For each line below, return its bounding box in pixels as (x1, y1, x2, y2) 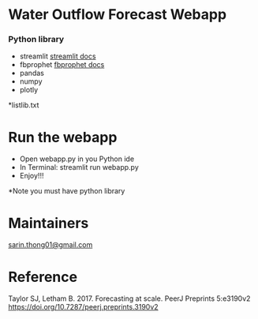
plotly (19, 85, 39, 95)
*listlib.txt (8, 100, 39, 110)
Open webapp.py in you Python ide (19, 154, 135, 163)
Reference (8, 268, 77, 286)
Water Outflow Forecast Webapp (8, 6, 227, 24)
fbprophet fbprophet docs (19, 60, 105, 69)
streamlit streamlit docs (19, 51, 96, 61)
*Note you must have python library (8, 186, 125, 196)
